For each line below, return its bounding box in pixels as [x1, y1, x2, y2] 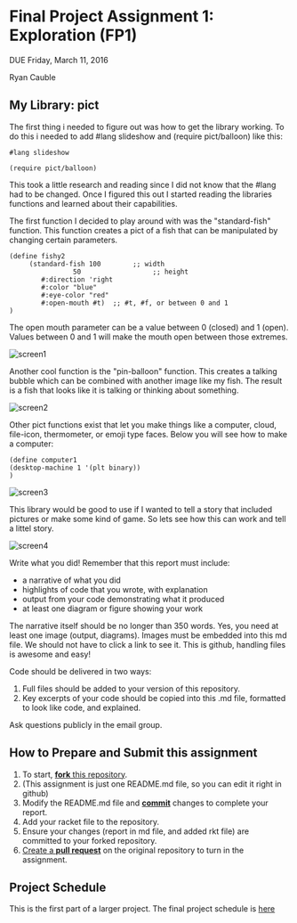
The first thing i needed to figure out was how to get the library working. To [9, 121, 285, 132]
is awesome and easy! [9, 649, 92, 659]
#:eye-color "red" [41, 290, 109, 299]
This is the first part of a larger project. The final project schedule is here [9, 903, 276, 914]
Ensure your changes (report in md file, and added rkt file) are [21, 826, 250, 837]
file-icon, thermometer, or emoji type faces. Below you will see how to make [9, 429, 287, 439]
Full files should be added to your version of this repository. [21, 683, 240, 694]
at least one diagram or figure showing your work [21, 603, 204, 614]
